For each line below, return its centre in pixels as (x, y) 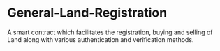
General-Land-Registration (87, 13)
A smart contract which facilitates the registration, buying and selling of (110, 32)
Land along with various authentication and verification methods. (101, 39)
